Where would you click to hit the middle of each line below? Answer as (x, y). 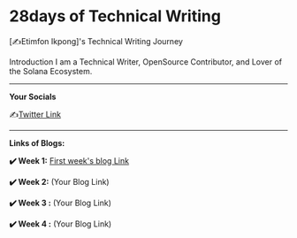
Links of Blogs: (37, 142)
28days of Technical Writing (115, 16)
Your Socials (33, 96)
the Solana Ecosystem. (51, 71)
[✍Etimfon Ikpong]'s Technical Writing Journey (96, 41)
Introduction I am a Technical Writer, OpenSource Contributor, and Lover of (146, 61)
